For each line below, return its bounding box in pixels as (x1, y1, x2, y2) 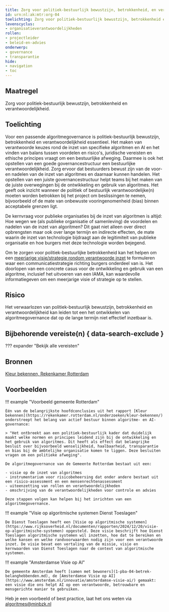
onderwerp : (5, 45, 28, 50)
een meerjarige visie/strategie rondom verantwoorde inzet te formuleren (5, 255, 155, 261)
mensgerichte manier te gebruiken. (5, 586, 80, 592)
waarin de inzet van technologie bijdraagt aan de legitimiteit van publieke (5, 234, 157, 240)
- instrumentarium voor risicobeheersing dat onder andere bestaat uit (5, 474, 158, 480)
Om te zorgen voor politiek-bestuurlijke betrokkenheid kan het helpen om (5, 249, 157, 255)
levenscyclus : (5, 21, 35, 27)
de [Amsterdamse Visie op (52, 573, 107, 578)
